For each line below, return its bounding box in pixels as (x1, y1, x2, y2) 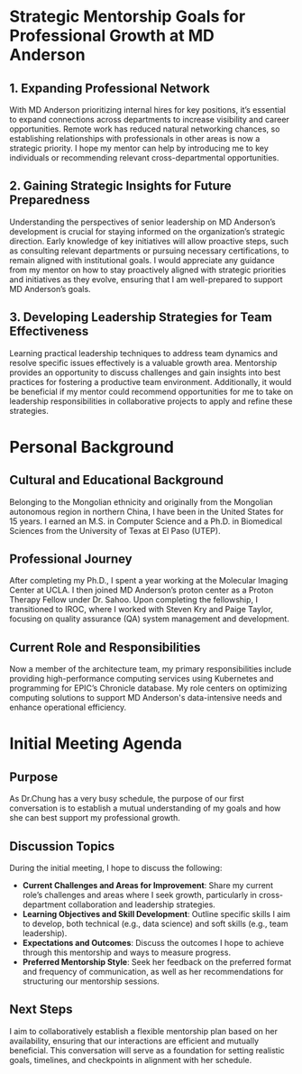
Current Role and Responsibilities (9, 639, 201, 655)
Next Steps (9, 1002, 73, 1017)
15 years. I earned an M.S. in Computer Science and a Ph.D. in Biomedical (9, 516, 282, 527)
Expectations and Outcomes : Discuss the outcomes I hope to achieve (22, 938, 284, 949)
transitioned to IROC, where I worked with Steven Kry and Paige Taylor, (9, 604, 273, 615)
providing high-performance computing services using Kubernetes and (9, 674, 274, 684)
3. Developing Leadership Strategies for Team (9, 309, 272, 326)
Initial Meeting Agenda (9, 733, 183, 754)
